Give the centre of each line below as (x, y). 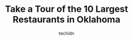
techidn (66, 33)
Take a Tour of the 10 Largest (66, 9)
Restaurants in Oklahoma (66, 20)
